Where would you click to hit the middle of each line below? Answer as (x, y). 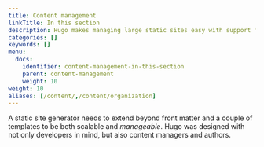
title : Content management (52, 15)
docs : (24, 60)
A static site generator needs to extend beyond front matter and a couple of (130, 118)
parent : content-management (68, 74)
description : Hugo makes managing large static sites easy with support (130, 30)
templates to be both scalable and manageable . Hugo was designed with (126, 127)
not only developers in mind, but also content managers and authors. (120, 135)
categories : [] (33, 37)
